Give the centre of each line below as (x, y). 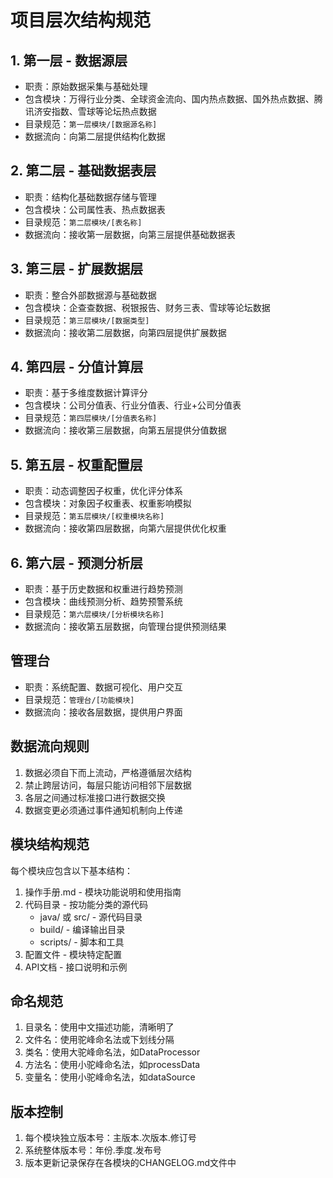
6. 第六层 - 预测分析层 (77, 562)
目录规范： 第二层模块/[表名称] (83, 222)
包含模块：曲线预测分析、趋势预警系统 (103, 602)
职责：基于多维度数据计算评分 (86, 393)
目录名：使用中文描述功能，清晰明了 (99, 1027)
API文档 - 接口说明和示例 (76, 967)
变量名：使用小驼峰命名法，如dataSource (110, 1077)
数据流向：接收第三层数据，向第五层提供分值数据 (125, 430)
